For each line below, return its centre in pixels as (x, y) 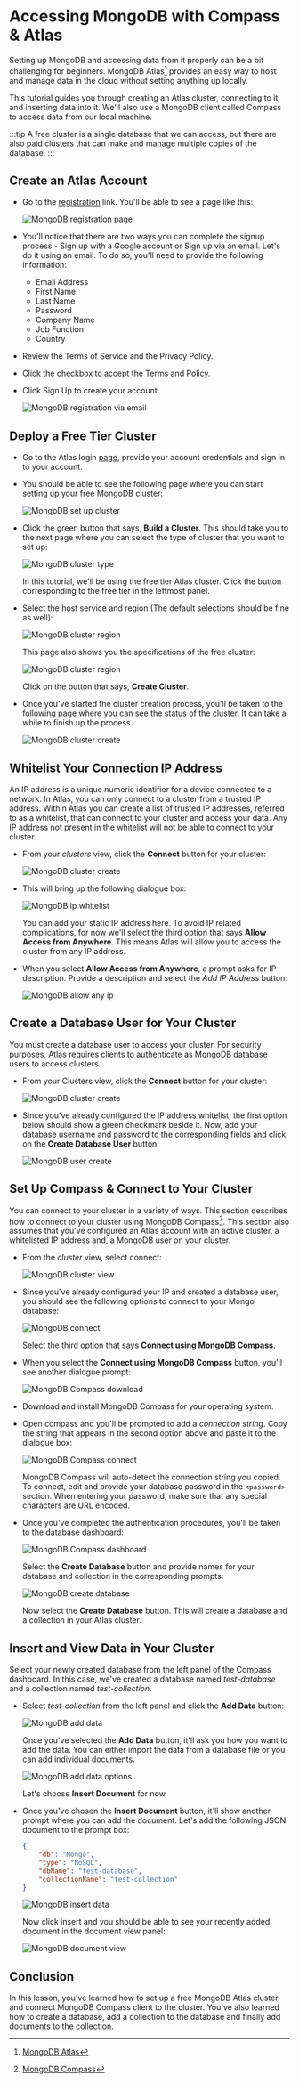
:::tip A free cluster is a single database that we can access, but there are (143, 134)
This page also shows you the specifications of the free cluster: (138, 652)
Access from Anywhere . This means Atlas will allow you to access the (152, 942)
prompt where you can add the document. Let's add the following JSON (154, 1820)
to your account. (52, 467)
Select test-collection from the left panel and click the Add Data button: (153, 1706)
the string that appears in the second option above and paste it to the (149, 1433)
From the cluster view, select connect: (92, 1258)
